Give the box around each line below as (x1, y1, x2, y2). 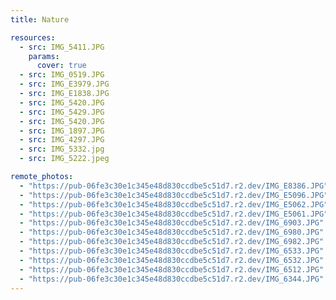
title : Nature (10, 14, 70, 25)
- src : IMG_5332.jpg (19, 144, 105, 155)
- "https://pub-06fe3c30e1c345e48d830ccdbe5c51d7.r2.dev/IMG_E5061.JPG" (19, 209, 329, 219)
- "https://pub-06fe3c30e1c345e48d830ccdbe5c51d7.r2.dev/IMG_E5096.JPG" (19, 190, 329, 200)
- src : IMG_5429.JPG (19, 107, 105, 117)
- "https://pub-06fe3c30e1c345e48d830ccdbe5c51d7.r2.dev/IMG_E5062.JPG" (19, 199, 329, 210)
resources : (10, 32, 56, 43)
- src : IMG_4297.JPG (19, 135, 105, 145)
